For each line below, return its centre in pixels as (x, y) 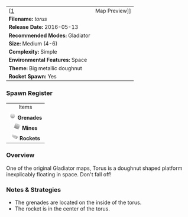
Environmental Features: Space (48, 60)
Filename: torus (28, 19)
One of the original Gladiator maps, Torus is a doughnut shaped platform (94, 168)
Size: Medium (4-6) (33, 43)
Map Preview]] (113, 11)
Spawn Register (30, 93)
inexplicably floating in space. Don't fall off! (59, 174)
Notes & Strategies (33, 189)
